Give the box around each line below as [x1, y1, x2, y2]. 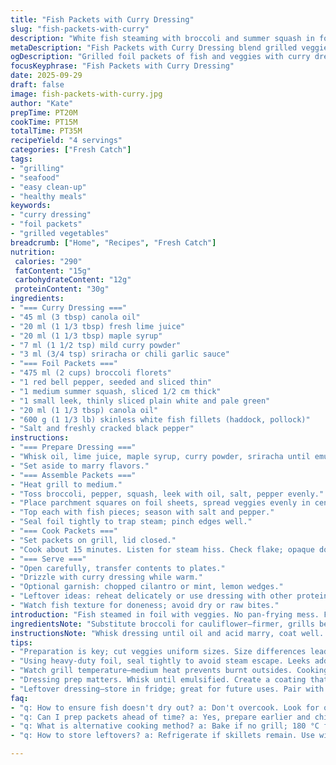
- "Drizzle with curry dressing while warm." [10, 572, 203, 583]
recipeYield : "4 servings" [10, 136, 123, 146]
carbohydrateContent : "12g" [14, 275, 132, 285]
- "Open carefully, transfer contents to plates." [10, 563, 226, 573]
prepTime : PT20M [10, 107, 78, 118]
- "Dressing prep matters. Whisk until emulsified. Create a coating [10, 675, 307, 685]
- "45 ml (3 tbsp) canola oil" [10, 312, 141, 322]
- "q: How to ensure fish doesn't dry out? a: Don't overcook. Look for [10, 702, 320, 713]
